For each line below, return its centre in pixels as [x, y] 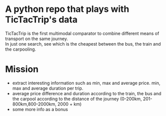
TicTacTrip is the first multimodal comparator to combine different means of [82, 33]
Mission [22, 69]
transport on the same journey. [37, 39]
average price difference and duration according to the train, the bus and [87, 93]
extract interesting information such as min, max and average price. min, [86, 83]
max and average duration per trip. [48, 88]
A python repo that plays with [67, 9]
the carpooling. [21, 49]
